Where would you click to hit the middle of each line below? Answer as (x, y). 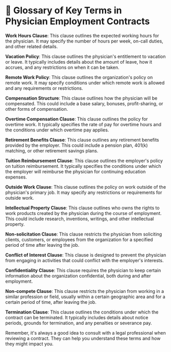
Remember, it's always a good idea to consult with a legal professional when (86, 333)
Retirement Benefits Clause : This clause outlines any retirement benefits (82, 140)
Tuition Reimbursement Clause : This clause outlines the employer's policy (84, 161)
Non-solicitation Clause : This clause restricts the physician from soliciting (84, 234)
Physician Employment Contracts (78, 21)
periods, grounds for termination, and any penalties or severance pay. (79, 323)
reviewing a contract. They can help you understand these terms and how (83, 338)
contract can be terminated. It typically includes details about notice (77, 317)
